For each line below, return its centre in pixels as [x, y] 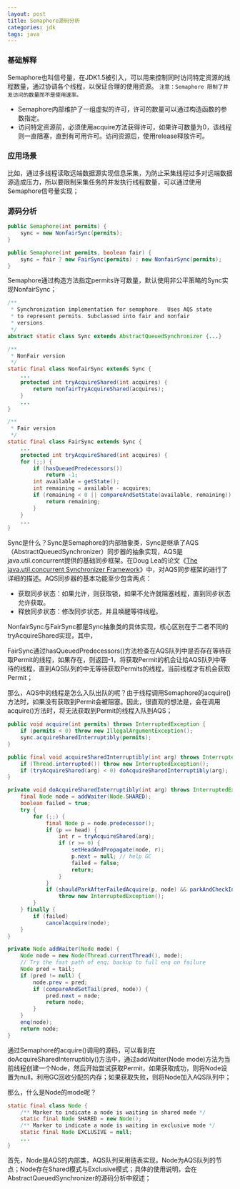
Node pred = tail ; [47, 970]
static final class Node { [47, 1105]
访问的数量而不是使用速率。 [47, 95]
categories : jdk [31, 27]
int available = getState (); [76, 482]
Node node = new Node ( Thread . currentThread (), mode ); [102, 956]
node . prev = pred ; [60, 982]
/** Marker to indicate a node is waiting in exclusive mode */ [118, 1126]
